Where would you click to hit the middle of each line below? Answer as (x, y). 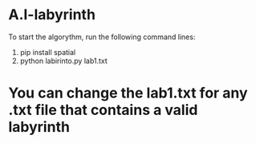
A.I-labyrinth (52, 15)
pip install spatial (48, 52)
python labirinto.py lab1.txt (64, 61)
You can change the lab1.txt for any (128, 93)
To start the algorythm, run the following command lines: (102, 37)
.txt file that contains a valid (103, 110)
